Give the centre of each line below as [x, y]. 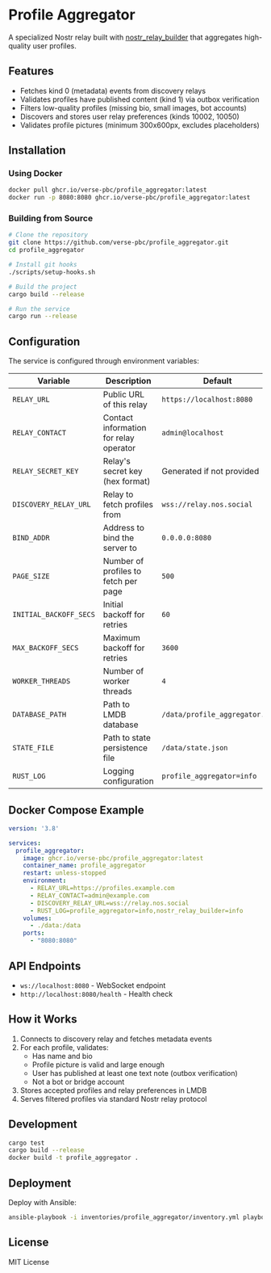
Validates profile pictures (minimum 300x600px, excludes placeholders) [140, 125]
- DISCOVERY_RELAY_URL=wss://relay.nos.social [109, 903]
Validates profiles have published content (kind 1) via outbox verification [140, 99]
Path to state [127, 738]
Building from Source [51, 218]
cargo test [27, 1143]
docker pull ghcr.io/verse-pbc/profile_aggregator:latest [108, 190]
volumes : [38, 918]
